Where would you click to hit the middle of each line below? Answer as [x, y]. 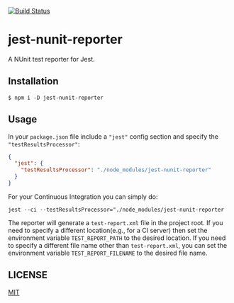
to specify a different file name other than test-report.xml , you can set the [118, 245]
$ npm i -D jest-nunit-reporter [56, 98]
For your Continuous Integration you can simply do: [83, 196]
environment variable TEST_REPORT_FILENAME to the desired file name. [108, 253]
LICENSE [28, 275]
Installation [33, 81]
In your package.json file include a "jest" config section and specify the [113, 136]
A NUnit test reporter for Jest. [51, 59]
